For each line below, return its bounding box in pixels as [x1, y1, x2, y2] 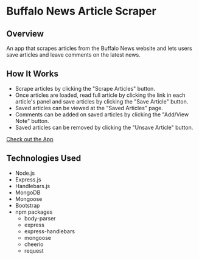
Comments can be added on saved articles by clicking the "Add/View [15, 111, 189, 118]
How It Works [6, 69, 59, 79]
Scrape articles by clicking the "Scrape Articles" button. [15, 85, 155, 92]
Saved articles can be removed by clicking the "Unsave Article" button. [15, 124, 194, 131]
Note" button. [15, 117, 50, 124]
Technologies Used [6, 153, 81, 164]
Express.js [15, 175, 41, 183]
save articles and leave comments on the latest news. [6, 51, 141, 58]
